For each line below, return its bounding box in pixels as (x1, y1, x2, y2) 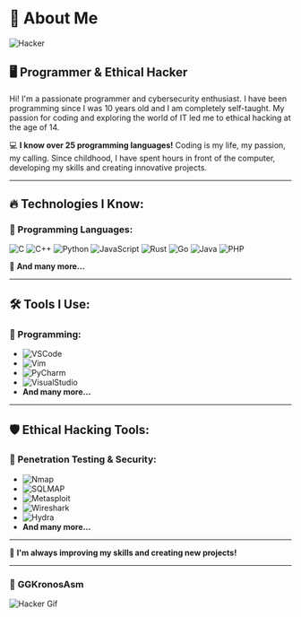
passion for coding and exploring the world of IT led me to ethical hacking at (9, 112, 291, 123)
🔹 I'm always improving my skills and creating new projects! (9, 547, 237, 558)
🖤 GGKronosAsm (9, 578, 84, 590)
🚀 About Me (9, 8, 99, 29)
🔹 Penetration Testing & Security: (9, 453, 157, 465)
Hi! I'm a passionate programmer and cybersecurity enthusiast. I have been (9, 93, 288, 104)
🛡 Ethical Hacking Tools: (9, 421, 150, 438)
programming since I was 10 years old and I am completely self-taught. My (9, 102, 285, 113)
